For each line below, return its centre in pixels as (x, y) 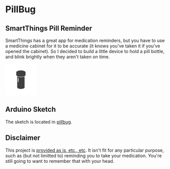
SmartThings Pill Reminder (49, 28)
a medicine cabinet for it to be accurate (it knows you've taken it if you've (83, 46)
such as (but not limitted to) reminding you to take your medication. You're (84, 155)
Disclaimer (23, 138)
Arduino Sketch (31, 110)
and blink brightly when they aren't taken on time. (58, 57)
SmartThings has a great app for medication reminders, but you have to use (85, 40)
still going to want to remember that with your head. (60, 161)
